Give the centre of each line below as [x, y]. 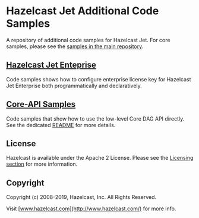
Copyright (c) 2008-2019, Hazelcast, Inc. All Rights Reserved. [81, 197]
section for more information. [42, 164]
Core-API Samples [41, 104]
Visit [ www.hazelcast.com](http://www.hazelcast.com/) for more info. [91, 208]
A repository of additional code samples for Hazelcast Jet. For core [88, 40]
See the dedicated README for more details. [61, 125]
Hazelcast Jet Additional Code [83, 11]
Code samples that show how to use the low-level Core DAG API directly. [95, 119]
